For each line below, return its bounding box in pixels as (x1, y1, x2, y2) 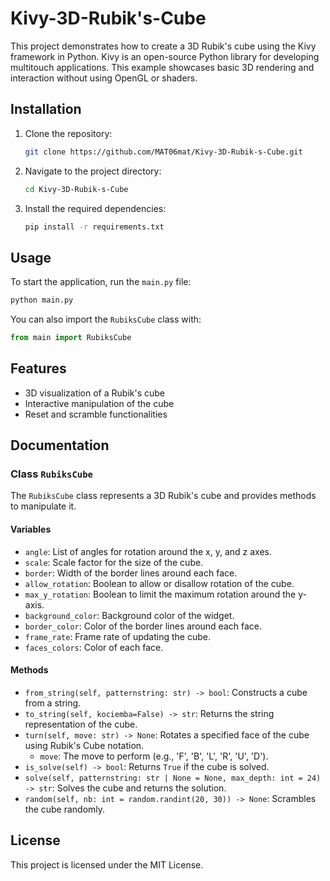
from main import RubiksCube (10, 333, 132, 343)
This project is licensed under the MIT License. (10, 858, 204, 871)
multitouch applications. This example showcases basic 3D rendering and (10, 61, 315, 73)
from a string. (24, 697, 82, 709)
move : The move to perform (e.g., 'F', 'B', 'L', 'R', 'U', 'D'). (39, 750, 269, 762)
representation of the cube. (24, 718, 138, 730)
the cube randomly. (24, 803, 106, 815)
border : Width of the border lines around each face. (24, 567, 238, 579)
